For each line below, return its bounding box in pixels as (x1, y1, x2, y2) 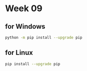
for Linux (5, 49, 33, 57)
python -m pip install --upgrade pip (5, 35, 83, 40)
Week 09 (5, 3, 43, 14)
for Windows (5, 22, 46, 31)
